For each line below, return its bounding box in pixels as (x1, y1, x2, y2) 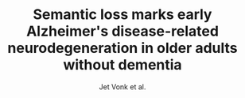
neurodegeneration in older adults (7, 40, 238, 57)
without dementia (63, 56, 182, 74)
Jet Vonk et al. (99, 81, 146, 92)
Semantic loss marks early (33, 6, 212, 24)
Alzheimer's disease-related (25, 22, 220, 40)
